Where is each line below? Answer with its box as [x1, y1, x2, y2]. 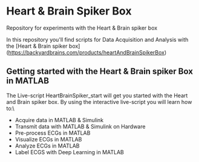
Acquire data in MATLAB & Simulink [15, 116, 104, 123]
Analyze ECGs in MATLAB [15, 142, 80, 149]
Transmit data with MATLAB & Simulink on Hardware [15, 123, 146, 130]
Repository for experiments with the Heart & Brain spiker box [6, 24, 158, 31]
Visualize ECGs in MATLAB [15, 135, 82, 143]
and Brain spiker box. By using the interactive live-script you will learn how [6, 98, 192, 105]
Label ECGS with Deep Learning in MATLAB [15, 148, 124, 155]
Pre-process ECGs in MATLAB [15, 129, 91, 137]
